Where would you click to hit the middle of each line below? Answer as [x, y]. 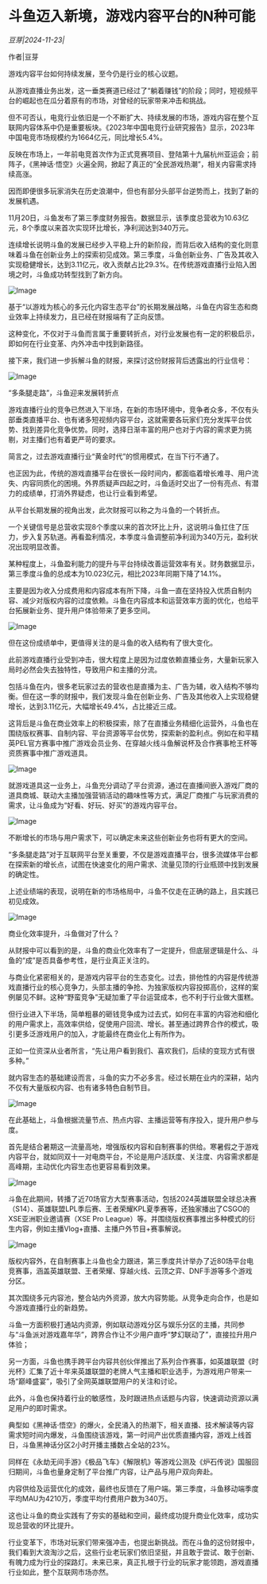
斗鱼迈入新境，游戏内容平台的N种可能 [132, 16]
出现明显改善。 [39, 546]
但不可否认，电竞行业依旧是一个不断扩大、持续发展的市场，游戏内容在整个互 [133, 117]
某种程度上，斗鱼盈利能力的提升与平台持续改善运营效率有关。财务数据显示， [133, 563]
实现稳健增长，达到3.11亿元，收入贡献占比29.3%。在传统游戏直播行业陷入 [129, 264]
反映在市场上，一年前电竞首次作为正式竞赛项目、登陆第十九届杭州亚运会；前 [133, 154]
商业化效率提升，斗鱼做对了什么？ [64, 933]
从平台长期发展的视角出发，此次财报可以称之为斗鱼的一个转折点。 [116, 510]
